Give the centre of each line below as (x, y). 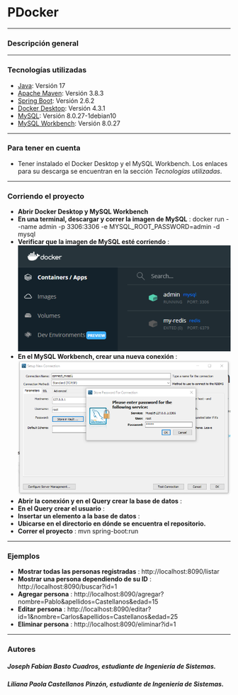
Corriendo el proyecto (46, 196)
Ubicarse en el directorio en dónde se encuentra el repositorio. (112, 523)
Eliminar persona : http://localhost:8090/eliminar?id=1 (97, 624)
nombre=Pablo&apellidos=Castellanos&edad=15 (88, 602)
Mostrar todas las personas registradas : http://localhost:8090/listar (118, 572)
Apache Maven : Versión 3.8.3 (61, 93)
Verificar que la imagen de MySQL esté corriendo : (93, 242)
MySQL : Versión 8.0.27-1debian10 (67, 116)
